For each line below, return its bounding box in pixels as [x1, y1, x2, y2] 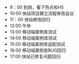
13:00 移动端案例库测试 [9, 29, 57, 34]
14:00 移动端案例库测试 [9, 35, 57, 41]
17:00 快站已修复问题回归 [9, 54, 61, 59]
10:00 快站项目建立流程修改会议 [9, 10, 74, 16]
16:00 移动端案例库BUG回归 [9, 47, 66, 53]
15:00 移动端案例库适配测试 [9, 41, 65, 47]
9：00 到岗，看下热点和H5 [9, 4, 64, 10]
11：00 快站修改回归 [9, 17, 51, 22]
